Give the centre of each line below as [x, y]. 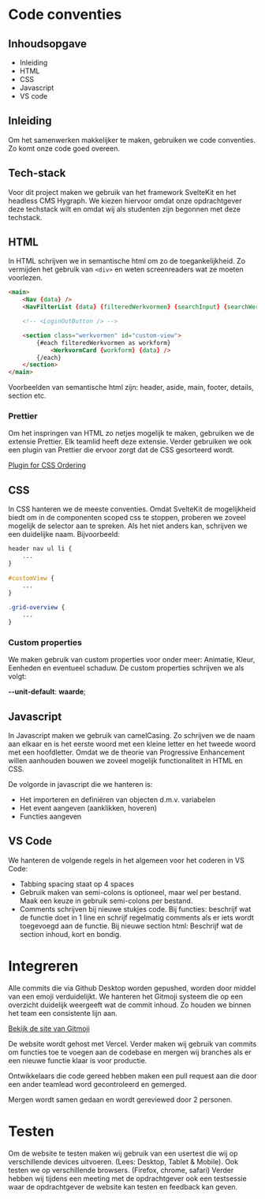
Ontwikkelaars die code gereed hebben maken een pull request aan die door [132, 1076]
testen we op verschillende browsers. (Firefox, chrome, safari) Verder [121, 1170]
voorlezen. [26, 278]
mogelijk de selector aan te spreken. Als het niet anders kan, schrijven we [128, 526]
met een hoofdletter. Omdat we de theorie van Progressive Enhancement [127, 752]
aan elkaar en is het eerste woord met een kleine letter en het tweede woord [132, 744]
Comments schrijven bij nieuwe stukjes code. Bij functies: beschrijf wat [135, 909]
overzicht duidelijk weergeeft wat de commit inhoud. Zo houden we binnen [130, 1005]
